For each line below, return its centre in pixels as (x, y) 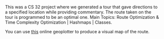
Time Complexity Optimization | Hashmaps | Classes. (59, 22)
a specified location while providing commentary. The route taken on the (78, 12)
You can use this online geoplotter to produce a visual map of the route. (77, 32)
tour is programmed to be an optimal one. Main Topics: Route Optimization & (82, 17)
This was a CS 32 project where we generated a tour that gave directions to (81, 7)
